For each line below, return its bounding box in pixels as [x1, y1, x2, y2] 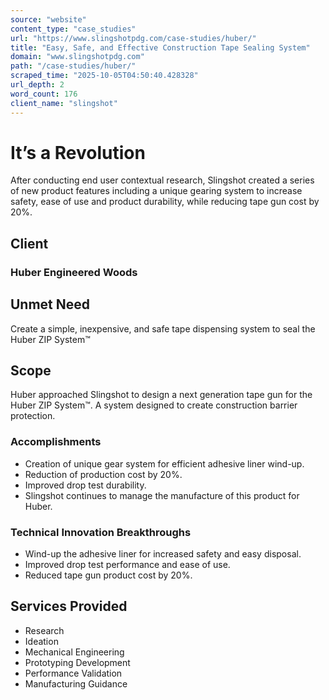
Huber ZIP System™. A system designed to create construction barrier [10, 399, 298, 411]
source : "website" [10, 14, 87, 25]
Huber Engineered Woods [10, 265, 138, 279]
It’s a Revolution [10, 141, 146, 164]
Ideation [24, 635, 59, 647]
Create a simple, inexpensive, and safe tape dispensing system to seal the [10, 322, 316, 335]
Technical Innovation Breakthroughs [10, 525, 192, 539]
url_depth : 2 [10, 80, 65, 90]
